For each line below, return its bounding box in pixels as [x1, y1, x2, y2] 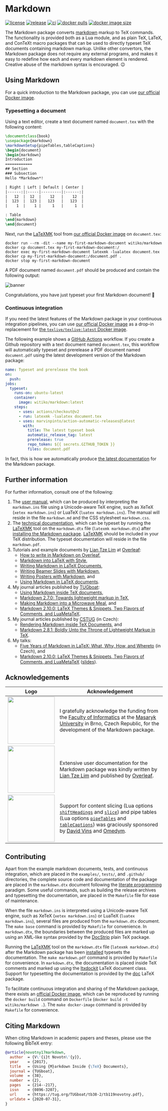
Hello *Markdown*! [5, 175, 43, 181]
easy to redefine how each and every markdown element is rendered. [5, 56, 148, 62]
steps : [14, 405, 28, 410]
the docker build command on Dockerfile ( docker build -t [5, 996, 128, 1003]
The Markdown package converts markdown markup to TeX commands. [5, 29, 154, 35]
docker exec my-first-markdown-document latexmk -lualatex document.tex [5, 249, 160, 254]
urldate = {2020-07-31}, [9, 1096, 61, 1101]
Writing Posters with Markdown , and [19, 573, 95, 579]
